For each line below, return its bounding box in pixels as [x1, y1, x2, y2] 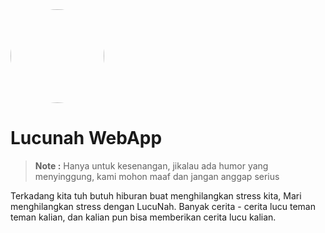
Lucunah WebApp [10, 127, 163, 150]
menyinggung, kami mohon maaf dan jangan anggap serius [34, 170, 280, 182]
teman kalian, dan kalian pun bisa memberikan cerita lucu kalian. [10, 211, 277, 223]
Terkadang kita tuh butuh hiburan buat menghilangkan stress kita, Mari [10, 189, 302, 202]
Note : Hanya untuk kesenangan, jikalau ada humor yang [34, 159, 269, 172]
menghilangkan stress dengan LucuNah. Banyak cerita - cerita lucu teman [10, 200, 316, 212]
